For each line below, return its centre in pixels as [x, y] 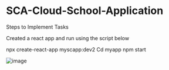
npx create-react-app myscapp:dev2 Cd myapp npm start [76, 49]
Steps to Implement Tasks [37, 27]
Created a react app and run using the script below [68, 38]
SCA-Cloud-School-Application [85, 11]
